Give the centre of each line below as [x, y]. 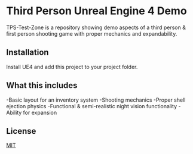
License [21, 131]
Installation [27, 53]
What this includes [42, 85]
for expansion [40, 112]
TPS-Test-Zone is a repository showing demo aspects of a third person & [96, 27]
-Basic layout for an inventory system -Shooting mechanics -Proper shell [96, 100]
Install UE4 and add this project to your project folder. [72, 67]
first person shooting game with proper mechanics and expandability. [92, 33]
